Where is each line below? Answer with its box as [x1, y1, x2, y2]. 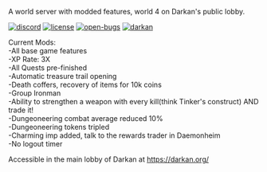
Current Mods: [8, 37, 57, 47]
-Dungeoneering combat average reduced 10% [8, 114, 163, 123]
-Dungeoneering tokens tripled [8, 123, 110, 131]
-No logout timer [8, 139, 63, 148]
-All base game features [8, 46, 88, 55]
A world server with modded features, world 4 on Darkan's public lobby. [8, 7, 245, 16]
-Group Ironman [8, 88, 61, 98]
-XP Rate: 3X [8, 55, 50, 64]
